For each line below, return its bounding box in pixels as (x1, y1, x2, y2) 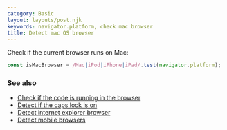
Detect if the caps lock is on (17, 101, 98, 109)
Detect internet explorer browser (17, 109, 111, 117)
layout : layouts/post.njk (7, 17, 82, 24)
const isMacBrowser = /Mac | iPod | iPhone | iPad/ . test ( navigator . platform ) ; (7, 62, 221, 69)
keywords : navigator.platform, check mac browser (7, 23, 154, 30)
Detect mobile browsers (17, 115, 86, 124)
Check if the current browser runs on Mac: (7, 48, 129, 57)
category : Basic (7, 10, 54, 17)
